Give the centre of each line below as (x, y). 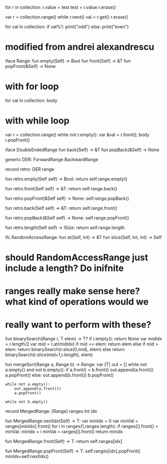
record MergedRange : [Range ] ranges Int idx (51, 411)
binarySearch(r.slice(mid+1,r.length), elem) (49, 355)
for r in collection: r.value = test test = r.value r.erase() (60, 7)
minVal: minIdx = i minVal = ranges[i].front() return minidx (64, 432)
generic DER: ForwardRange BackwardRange (52, 159)
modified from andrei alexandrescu (80, 47)
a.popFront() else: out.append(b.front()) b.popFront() (59, 375)
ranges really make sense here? (72, 291)
